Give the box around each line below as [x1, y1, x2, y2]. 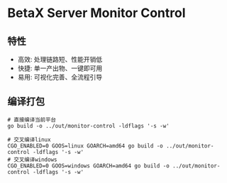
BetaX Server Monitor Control [7, 5, 186, 21]
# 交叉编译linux [7, 136, 51, 143]
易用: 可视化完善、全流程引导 [17, 73, 103, 81]
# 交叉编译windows [7, 156, 57, 163]
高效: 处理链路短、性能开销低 [17, 55, 103, 63]
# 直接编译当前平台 [7, 116, 57, 123]
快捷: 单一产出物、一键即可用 [17, 64, 103, 72]
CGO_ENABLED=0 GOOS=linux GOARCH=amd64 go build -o [7, 142, 163, 150]
